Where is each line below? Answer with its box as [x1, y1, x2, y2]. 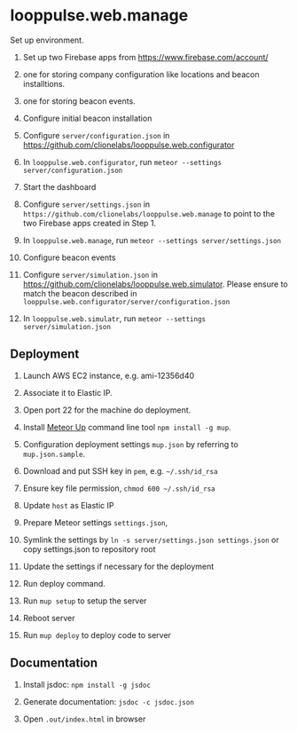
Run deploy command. [22, 578, 106, 588]
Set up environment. [10, 35, 84, 45]
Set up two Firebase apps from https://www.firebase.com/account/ [22, 51, 269, 62]
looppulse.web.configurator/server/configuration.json [22, 297, 231, 306]
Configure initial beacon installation [22, 113, 152, 123]
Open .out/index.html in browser [22, 713, 146, 724]
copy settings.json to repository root [22, 543, 156, 555]
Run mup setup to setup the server [22, 595, 147, 606]
